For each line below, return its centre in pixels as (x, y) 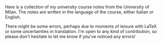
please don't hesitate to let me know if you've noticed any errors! (70, 36)
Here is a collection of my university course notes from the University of (77, 7)
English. (13, 17)
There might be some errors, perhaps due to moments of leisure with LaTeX (81, 26)
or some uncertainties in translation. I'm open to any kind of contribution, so (81, 31)
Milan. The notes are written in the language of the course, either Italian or (80, 12)
